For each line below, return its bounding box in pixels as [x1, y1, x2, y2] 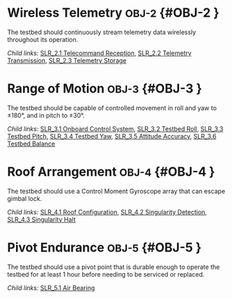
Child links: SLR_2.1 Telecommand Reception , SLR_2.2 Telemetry [7, 49, 192, 57]
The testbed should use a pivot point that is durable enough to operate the [7, 263, 220, 271]
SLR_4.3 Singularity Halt [7, 215, 76, 224]
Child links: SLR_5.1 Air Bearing [7, 284, 95, 292]
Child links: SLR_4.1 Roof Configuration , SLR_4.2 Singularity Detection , [7, 208, 207, 216]
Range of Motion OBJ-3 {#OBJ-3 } [7, 81, 203, 97]
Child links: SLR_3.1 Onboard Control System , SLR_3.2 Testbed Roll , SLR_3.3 [7, 124, 224, 133]
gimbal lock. [7, 194, 42, 203]
